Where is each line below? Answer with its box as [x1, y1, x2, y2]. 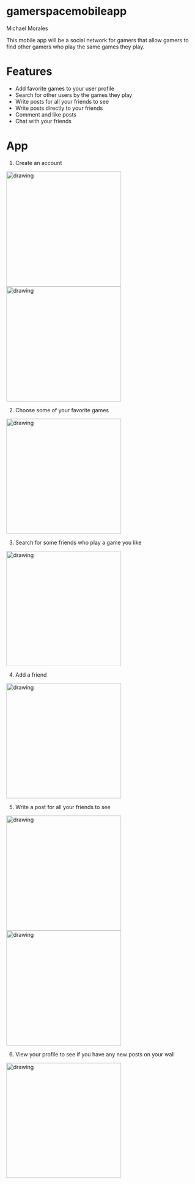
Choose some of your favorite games [15, 406, 109, 413]
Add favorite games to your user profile [15, 85, 115, 92]
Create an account [15, 159, 62, 166]
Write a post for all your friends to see [15, 803, 111, 810]
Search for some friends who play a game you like [15, 539, 142, 546]
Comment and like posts [15, 110, 76, 118]
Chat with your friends [15, 117, 72, 125]
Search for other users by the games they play [15, 91, 133, 99]
